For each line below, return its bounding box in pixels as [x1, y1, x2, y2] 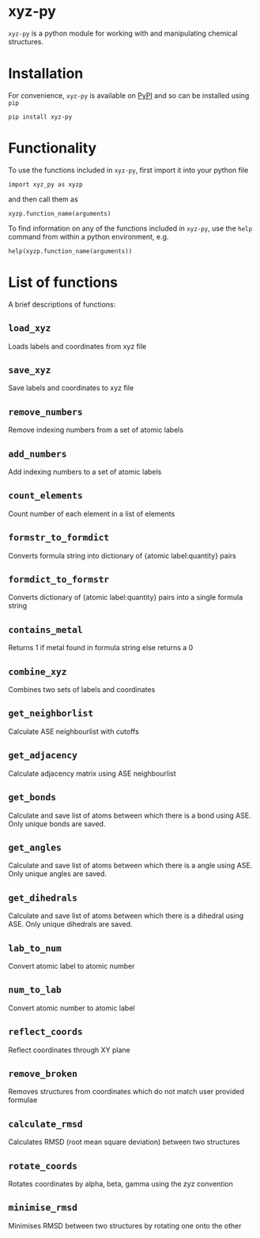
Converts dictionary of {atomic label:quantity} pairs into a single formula [8, 593, 243, 602]
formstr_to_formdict [8, 532, 110, 544]
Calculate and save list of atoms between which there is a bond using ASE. [8, 811, 251, 820]
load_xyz [8, 322, 51, 334]
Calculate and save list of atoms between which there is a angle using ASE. [8, 860, 253, 871]
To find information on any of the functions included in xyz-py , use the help [8, 224, 253, 233]
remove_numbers [8, 406, 83, 417]
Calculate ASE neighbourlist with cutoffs [8, 726, 140, 736]
